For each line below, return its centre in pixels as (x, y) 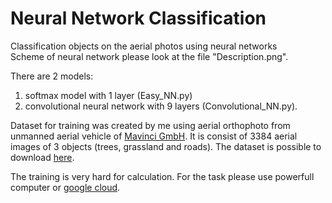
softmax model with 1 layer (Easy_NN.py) (108, 95)
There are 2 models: (52, 76)
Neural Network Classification (138, 18)
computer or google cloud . (65, 187)
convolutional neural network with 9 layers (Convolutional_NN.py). (161, 106)
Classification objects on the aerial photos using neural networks (144, 46)
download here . (42, 157)
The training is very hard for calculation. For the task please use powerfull (162, 176)
